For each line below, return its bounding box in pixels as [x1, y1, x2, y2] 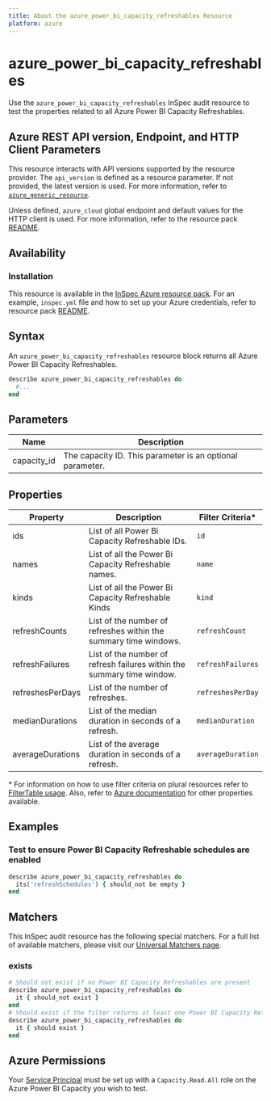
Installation [8, 270, 54, 281]
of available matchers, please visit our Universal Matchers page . [8, 940, 222, 950]
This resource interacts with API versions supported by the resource [8, 164, 236, 174]
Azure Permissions [8, 1053, 106, 1067]
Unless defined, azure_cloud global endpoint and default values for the [8, 205, 244, 215]
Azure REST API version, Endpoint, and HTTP [8, 130, 240, 144]
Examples [8, 820, 59, 833]
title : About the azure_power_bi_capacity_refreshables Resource [8, 11, 232, 20]
